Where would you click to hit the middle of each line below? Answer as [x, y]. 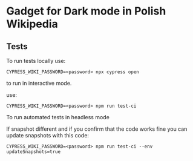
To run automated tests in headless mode [58, 117]
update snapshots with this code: [48, 135]
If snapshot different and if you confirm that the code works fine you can [97, 129]
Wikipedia [32, 24]
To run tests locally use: [36, 61]
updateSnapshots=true [34, 152]
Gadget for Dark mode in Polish [86, 11]
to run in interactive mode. [39, 83]
